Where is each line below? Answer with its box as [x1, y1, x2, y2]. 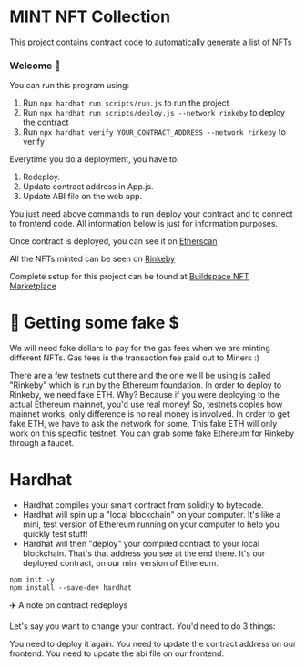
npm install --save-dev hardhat [9, 583, 132, 592]
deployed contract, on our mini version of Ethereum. [22, 558, 219, 569]
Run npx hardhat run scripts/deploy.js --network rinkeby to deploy [22, 107, 285, 118]
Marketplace [9, 280, 57, 292]
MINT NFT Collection [9, 6, 171, 27]
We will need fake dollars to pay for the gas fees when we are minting [9, 343, 270, 354]
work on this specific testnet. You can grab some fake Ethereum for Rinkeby [9, 428, 295, 439]
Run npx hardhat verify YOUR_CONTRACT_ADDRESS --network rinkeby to [22, 127, 287, 137]
